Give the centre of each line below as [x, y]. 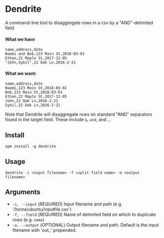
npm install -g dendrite [31, 147]
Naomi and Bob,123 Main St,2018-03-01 [45, 54]
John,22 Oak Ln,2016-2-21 [32, 101]
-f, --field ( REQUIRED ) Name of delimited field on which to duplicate [84, 214]
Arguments [23, 192]
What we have [20, 39]
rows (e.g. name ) [28, 219]
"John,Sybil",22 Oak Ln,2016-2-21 [41, 62]
